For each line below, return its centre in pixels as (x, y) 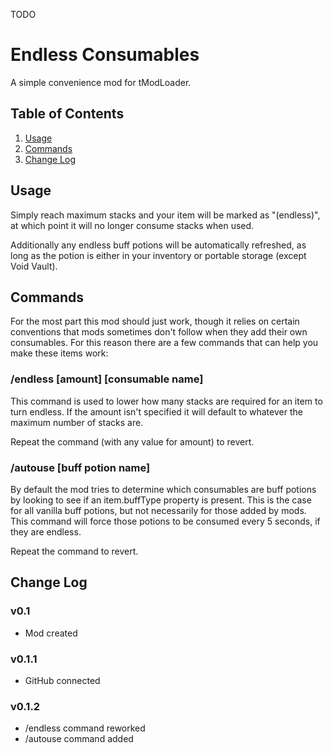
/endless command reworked (85, 728)
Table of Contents (67, 114)
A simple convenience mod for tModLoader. (101, 82)
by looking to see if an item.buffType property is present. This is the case (161, 500)
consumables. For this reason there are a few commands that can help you (164, 343)
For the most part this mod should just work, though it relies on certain (155, 321)
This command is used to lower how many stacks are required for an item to (166, 401)
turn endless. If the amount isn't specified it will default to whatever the (156, 411)
